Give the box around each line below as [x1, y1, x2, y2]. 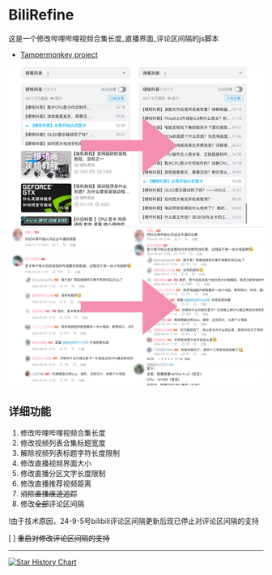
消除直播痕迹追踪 [19, 488, 78, 498]
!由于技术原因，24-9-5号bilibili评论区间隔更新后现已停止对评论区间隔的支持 [8, 516, 259, 526]
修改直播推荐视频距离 [19, 478, 91, 488]
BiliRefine [8, 6, 74, 24]
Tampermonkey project [19, 49, 99, 59]
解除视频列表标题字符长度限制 [19, 448, 120, 457]
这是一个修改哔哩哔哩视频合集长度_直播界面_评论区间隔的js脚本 [8, 33, 219, 43]
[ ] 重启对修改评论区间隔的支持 [8, 533, 111, 543]
